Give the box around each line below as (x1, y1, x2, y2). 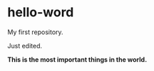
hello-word (7, 4, 74, 21)
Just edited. (7, 41, 43, 50)
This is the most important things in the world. (7, 55, 148, 64)
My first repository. (7, 28, 63, 36)
